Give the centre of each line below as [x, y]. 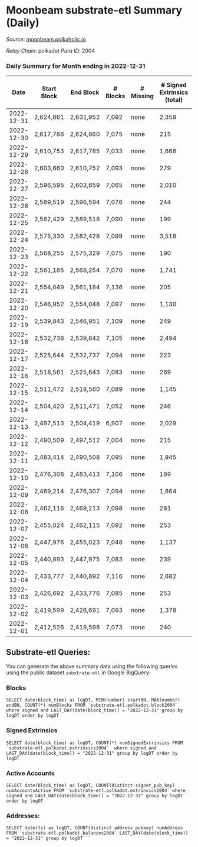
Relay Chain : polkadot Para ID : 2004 [51, 50]
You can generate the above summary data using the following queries [92, 667]
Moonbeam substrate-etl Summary [94, 10]
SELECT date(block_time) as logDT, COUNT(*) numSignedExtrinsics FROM [95, 743]
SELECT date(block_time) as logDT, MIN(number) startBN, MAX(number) [93, 700]
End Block [85, 92]
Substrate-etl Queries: [48, 652]
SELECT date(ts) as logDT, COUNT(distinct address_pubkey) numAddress [95, 828]
